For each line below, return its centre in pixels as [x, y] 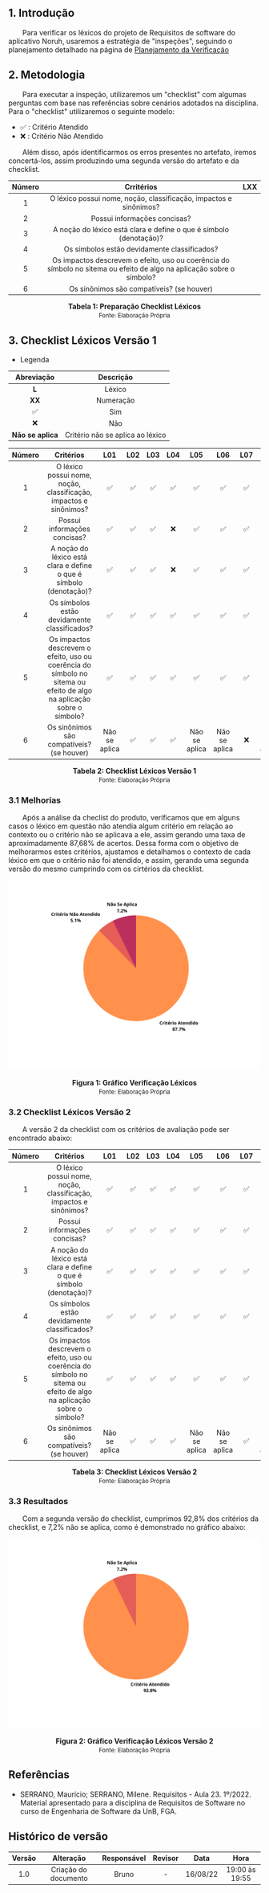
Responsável [124, 1858]
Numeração [115, 400]
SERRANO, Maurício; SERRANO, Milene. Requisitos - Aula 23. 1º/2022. [136, 1794]
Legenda [34, 359]
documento [69, 1879]
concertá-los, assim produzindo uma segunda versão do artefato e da [124, 161]
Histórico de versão [58, 1836]
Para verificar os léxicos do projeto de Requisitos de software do [129, 32]
